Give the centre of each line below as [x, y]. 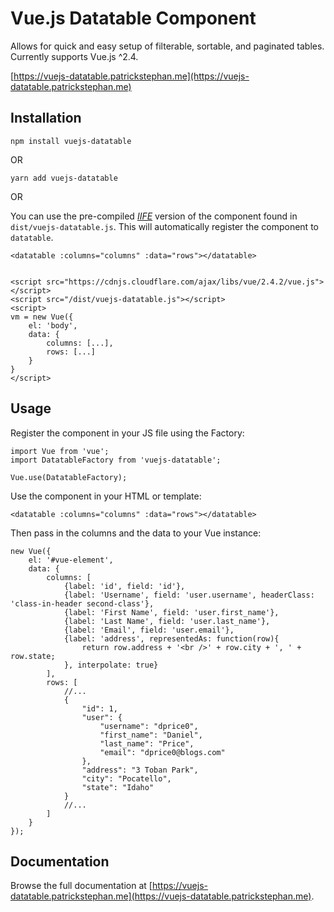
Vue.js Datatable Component [133, 18]
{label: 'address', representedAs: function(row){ [171, 638]
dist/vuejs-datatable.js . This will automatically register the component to [164, 226]
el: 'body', [53, 325]
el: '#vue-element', [71, 560]
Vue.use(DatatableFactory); [69, 477]
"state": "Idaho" [118, 787]
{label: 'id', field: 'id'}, [124, 586]
